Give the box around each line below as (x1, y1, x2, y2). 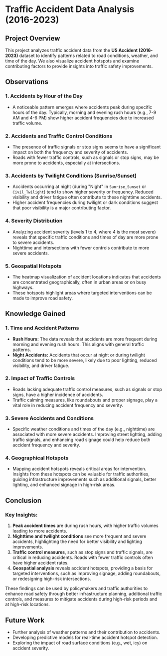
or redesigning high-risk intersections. (12, 576, 91, 582)
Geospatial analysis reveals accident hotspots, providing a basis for (12, 565, 153, 571)
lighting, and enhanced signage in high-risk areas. (12, 481, 116, 488)
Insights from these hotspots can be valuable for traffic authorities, (12, 471, 150, 477)
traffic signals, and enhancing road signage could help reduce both (12, 436, 151, 443)
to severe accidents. (12, 239, 54, 245)
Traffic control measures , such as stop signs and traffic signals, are (12, 549, 153, 555)
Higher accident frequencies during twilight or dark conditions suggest (12, 199, 159, 205)
